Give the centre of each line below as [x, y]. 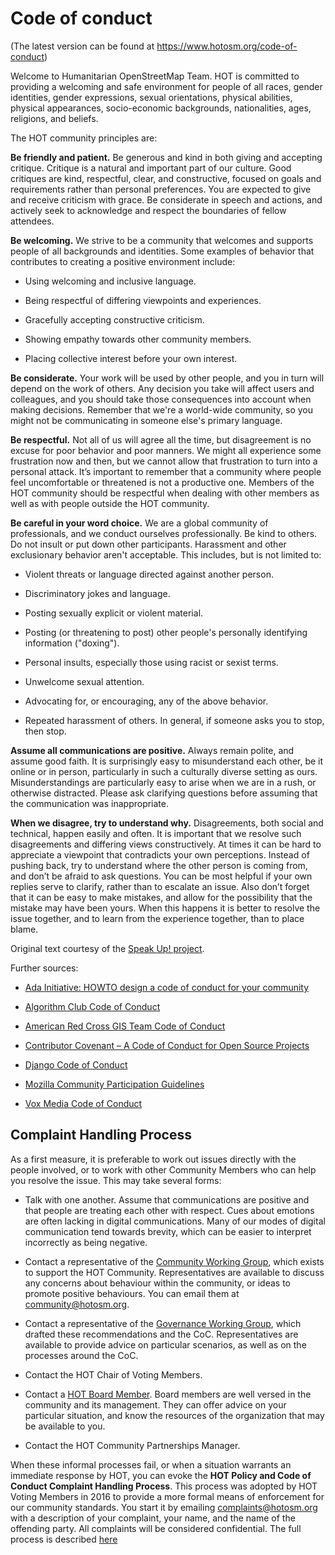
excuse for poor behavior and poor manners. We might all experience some [166, 450]
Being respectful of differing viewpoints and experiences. [143, 300]
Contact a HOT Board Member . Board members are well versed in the [168, 1394]
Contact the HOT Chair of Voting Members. [113, 1374]
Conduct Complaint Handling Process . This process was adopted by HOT [164, 1486]
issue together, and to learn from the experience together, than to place [157, 918]
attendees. [32, 221]
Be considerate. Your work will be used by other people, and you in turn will [167, 378]
